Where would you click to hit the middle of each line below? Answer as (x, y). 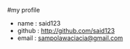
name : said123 (39, 23)
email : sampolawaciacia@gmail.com (70, 38)
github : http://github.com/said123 (66, 31)
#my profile (24, 10)
